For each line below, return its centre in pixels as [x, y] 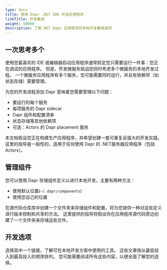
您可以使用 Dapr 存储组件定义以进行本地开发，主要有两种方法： [70, 180]
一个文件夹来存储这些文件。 [42, 220]
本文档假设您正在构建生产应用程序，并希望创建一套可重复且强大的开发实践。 [83, 138]
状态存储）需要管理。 [27, 81]
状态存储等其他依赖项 [34, 121]
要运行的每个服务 [30, 102]
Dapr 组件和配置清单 [33, 114]
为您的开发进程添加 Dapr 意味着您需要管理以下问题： [59, 91]
